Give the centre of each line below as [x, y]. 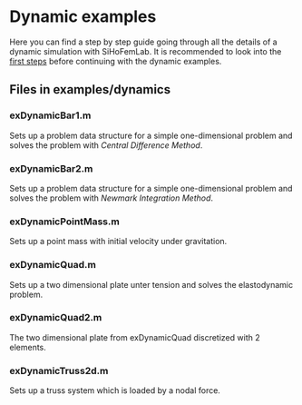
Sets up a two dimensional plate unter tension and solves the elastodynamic [151, 284]
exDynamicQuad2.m [56, 318]
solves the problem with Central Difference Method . [106, 145]
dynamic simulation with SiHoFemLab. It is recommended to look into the [146, 51]
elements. [28, 347]
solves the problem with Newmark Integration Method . [112, 198]
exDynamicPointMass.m [64, 222]
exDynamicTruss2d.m [59, 370]
